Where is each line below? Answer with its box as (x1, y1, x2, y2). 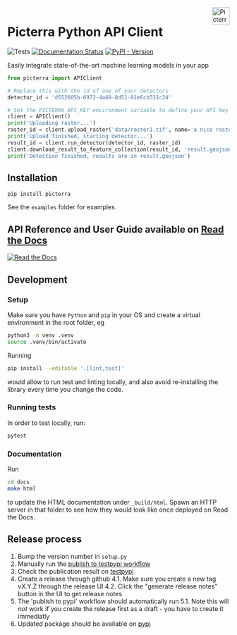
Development (7, 273, 68, 285)
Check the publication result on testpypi (17, 567, 134, 575)
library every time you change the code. (7, 385, 123, 393)
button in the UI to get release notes (17, 589, 122, 598)
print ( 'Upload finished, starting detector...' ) (7, 133, 153, 140)
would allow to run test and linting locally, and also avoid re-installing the (7, 377, 219, 386)
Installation (7, 172, 58, 184)
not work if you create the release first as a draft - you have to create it (17, 604, 224, 612)
